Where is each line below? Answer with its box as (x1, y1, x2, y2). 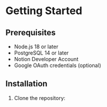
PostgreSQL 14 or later (14, 49, 69, 56)
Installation (5, 79, 48, 89)
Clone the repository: (14, 94, 66, 101)
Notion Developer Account (14, 56, 79, 62)
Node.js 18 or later (14, 43, 59, 50)
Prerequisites (5, 28, 56, 38)
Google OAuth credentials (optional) (14, 62, 101, 69)
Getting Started (5, 4, 83, 18)
